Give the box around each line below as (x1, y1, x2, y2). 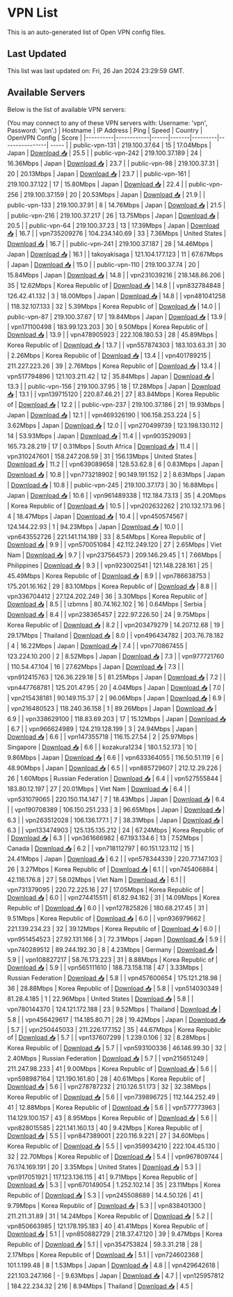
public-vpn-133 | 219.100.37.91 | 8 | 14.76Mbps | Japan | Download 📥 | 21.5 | (7, 200, 226, 209)
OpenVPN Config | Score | (7, 134, 82, 142)
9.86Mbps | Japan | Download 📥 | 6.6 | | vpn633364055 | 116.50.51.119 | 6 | (7, 753, 224, 762)
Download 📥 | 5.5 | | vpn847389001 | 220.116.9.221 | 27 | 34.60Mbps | (7, 1131, 209, 1140)
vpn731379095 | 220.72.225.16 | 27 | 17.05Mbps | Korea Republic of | (7, 885, 204, 894)
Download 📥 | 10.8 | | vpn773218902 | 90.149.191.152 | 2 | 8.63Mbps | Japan (7, 470, 225, 478)
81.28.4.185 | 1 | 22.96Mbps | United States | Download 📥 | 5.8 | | (7, 994, 194, 1003)
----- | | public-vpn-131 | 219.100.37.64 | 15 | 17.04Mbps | (49, 140, 211, 149)
